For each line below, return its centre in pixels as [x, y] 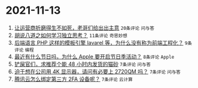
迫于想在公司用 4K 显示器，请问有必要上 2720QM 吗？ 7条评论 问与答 [97, 71]
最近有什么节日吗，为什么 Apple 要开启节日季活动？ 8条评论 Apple [94, 56]
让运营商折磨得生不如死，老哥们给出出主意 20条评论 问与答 [84, 28]
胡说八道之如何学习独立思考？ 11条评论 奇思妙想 [71, 35]
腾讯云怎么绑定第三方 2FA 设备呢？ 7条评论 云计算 [73, 79]
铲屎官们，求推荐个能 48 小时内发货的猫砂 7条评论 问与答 [82, 64]
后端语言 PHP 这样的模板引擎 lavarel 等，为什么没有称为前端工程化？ [99, 43]
